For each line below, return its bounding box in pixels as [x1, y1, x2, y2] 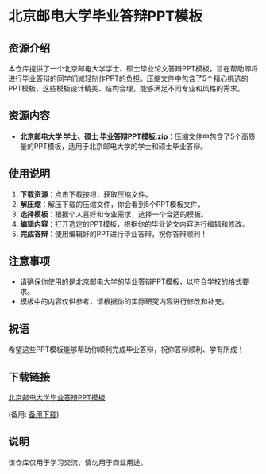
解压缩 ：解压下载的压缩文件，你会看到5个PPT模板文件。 [19, 199, 205, 208]
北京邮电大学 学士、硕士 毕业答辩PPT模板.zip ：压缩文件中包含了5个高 [19, 132, 249, 141]
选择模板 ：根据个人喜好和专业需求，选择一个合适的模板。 [19, 209, 208, 219]
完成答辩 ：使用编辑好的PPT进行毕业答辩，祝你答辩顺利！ [19, 229, 208, 239]
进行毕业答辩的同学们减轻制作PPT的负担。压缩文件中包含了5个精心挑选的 [8, 74, 249, 83]
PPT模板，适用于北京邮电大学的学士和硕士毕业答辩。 [33, 141, 208, 151]
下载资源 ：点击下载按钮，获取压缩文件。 [19, 189, 152, 199]
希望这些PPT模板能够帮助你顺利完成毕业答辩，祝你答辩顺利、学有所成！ [8, 345, 245, 354]
